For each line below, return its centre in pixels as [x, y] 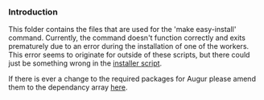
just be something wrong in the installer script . [85, 63]
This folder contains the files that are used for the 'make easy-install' [122, 30]
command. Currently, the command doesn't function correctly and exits [127, 38]
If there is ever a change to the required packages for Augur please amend [132, 79]
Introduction [33, 12]
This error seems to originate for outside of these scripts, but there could [129, 55]
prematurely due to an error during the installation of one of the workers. [129, 46]
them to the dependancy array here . [68, 87]
